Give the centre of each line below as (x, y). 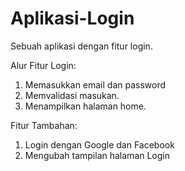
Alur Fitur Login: (43, 65)
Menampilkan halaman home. (85, 106)
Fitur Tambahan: (44, 125)
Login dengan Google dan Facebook (99, 144)
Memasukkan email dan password (95, 84)
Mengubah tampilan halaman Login (97, 155)
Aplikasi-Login (72, 18)
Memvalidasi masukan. (72, 95)
